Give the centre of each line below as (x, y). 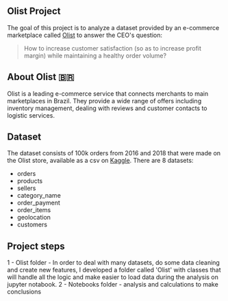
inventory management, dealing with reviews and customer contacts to (107, 108)
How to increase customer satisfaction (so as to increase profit (113, 48)
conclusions (24, 292)
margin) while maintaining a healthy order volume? (95, 55)
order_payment (38, 203)
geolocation (34, 218)
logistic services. (31, 115)
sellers (26, 188)
